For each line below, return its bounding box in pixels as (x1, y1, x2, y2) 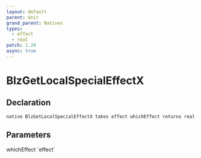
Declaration (6, 97, 51, 108)
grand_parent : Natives (6, 20, 63, 26)
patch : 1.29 (6, 43, 36, 49)
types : (6, 25, 23, 32)
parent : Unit (6, 14, 39, 20)
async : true (6, 48, 36, 54)
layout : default (6, 8, 47, 15)
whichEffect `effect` (6, 145, 55, 153)
